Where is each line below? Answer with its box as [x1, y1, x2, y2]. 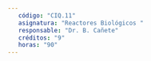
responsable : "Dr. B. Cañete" [18, 26, 119, 34]
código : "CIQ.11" [18, 11, 77, 20]
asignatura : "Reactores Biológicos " [18, 19, 145, 27]
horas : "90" [18, 41, 58, 49]
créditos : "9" [18, 33, 66, 42]
